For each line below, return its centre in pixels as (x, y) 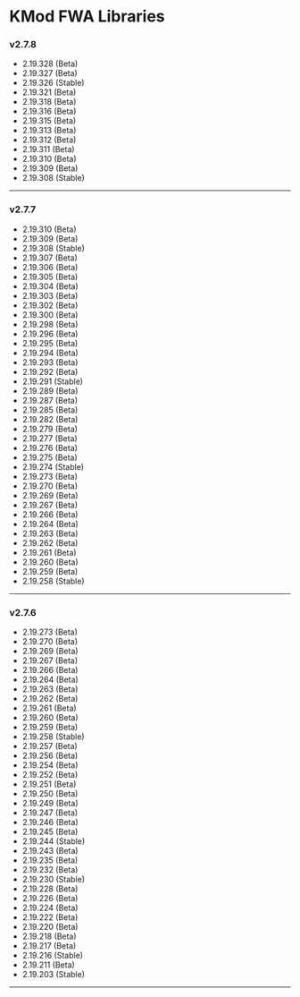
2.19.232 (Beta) (50, 870)
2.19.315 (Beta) (49, 121)
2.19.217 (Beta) (49, 946)
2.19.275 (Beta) (50, 457)
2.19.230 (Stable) (53, 880)
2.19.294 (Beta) (50, 353)
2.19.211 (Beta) (49, 965)
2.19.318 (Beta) (49, 102)
